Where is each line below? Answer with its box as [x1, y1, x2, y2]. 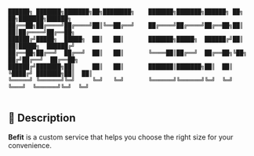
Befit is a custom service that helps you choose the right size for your [8, 132, 234, 142]
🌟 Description [8, 111, 76, 125]
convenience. [8, 140, 53, 150]
